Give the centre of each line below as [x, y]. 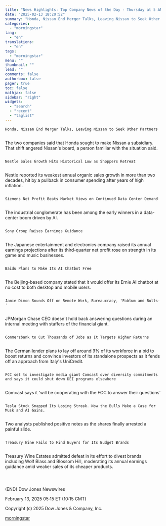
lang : [11, 33]
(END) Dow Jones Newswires [35, 489]
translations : [20, 42]
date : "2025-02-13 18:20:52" [35, 14]
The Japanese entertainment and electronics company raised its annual [78, 244]
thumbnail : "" [20, 65]
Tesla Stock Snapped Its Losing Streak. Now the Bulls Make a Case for [80, 406]
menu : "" [14, 60]
